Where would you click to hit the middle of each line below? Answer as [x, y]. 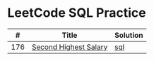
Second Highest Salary [70, 47]
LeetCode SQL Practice [77, 13]
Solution [129, 35]
